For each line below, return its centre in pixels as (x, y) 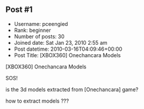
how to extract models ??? (37, 101)
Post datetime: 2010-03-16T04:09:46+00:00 (68, 49)
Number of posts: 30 (39, 36)
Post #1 (19, 10)
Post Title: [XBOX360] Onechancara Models (67, 55)
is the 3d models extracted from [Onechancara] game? (72, 89)
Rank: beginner (32, 30)
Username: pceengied (41, 24)
